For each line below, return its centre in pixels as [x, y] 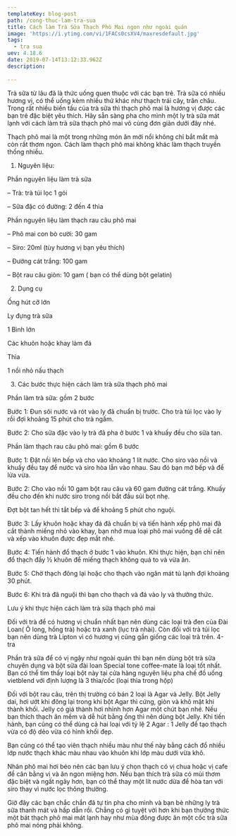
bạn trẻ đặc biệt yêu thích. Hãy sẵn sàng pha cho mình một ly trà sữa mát [113, 115]
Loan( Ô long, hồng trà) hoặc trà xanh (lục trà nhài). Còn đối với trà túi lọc [114, 629]
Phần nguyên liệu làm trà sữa [49, 179]
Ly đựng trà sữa [30, 315]
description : [26, 66]
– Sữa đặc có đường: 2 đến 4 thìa [55, 206]
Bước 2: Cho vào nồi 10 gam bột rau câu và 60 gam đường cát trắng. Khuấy [117, 488]
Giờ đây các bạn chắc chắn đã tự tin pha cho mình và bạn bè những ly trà [114, 802]
